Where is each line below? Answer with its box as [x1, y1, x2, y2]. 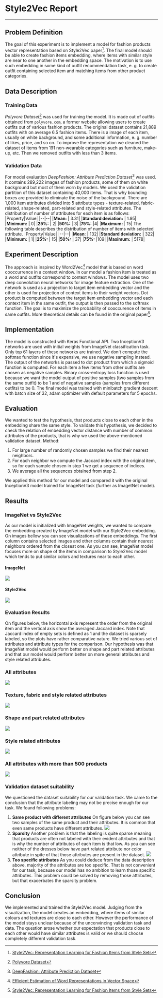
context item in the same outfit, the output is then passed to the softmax [5, 300, 149, 306]
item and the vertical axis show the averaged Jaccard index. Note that [5, 625, 145, 631]
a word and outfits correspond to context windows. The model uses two [5, 274, 149, 280]
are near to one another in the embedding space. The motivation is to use [5, 58, 152, 63]
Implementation [5, 326, 54, 334]
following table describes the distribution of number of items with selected [5, 226, 154, 231]
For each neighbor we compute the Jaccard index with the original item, [12, 458, 156, 463]
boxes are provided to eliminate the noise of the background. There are [5, 194, 147, 200]
